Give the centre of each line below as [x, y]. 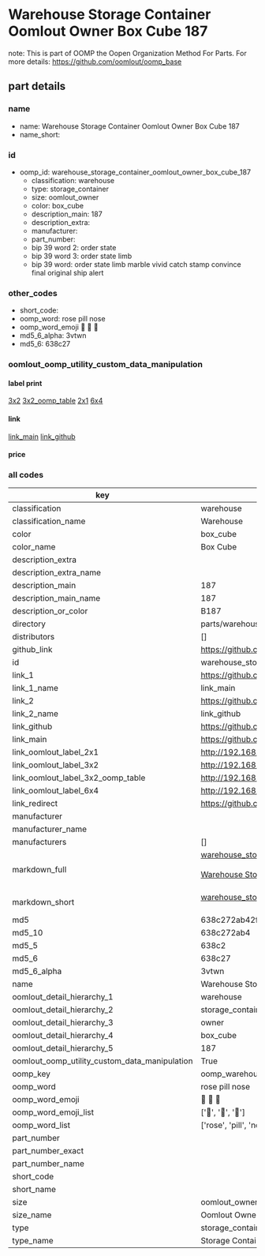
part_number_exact [48, 1151]
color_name [34, 547]
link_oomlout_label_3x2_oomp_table [79, 778]
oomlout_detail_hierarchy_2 [63, 1010]
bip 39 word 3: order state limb [82, 256]
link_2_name [35, 714]
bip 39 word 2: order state [74, 247]
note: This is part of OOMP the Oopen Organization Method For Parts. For [127, 53]
